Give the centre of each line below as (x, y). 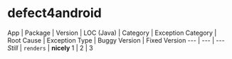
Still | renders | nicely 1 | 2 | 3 (51, 48)
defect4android (54, 13)
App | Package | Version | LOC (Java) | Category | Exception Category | (112, 33)
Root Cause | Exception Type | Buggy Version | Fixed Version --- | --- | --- (116, 40)
